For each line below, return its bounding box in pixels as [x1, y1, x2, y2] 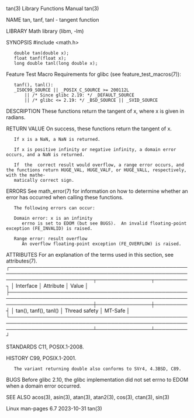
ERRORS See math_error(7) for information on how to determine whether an [6, 188, 188, 195]
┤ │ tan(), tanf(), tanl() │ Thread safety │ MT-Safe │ [6, 307, 130, 314]
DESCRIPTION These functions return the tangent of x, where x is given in [6, 108, 185, 115]
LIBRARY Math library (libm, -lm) [6, 27, 84, 34]
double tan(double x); [13, 50, 69, 56]
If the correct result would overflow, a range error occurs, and [13, 162, 184, 168]
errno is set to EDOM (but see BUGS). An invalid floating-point [21, 220, 187, 226]
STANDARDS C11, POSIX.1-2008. [6, 343, 84, 350]
